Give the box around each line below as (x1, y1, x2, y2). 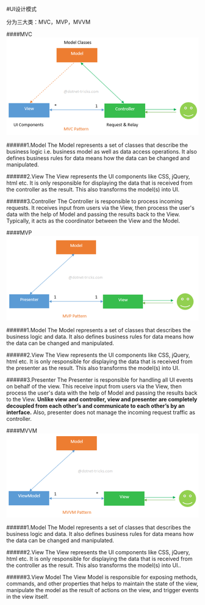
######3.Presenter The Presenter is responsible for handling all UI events (6, 376, 193, 384)
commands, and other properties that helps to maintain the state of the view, (6, 580, 199, 587)
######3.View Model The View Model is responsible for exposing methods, (6, 573, 198, 581)
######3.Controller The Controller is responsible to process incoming (6, 198, 183, 205)
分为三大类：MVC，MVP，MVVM (6, 18, 91, 26)
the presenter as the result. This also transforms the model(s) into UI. (6, 365, 180, 372)
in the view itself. (6, 593, 49, 600)
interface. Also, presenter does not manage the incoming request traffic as (6, 409, 195, 416)
